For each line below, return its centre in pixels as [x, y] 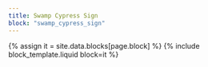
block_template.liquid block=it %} [64, 54]
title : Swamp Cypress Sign [53, 16]
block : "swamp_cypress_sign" [57, 23]
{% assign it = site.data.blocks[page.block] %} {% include [104, 45]
